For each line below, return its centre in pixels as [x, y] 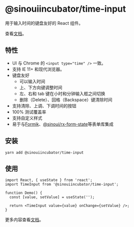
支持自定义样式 [27, 118]
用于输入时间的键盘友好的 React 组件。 [44, 23]
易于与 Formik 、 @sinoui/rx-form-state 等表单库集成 [63, 124]
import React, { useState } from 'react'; [49, 180]
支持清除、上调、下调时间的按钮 [44, 105]
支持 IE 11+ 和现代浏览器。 [38, 69]
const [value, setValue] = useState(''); [52, 197]
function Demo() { [24, 193]
